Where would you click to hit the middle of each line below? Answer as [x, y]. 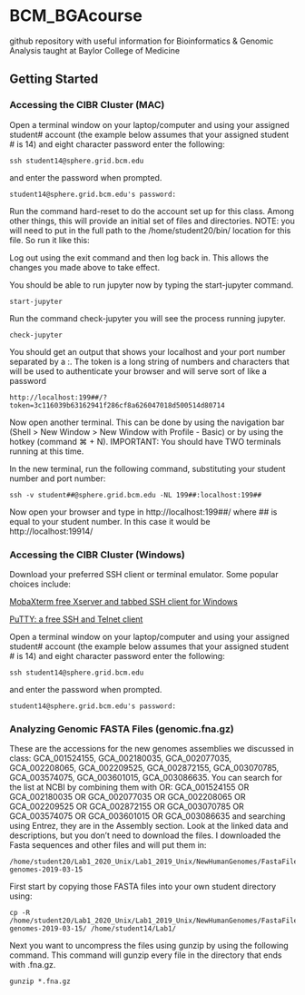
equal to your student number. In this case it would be [110, 521]
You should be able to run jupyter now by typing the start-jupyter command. [152, 285]
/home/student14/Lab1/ [133, 929]
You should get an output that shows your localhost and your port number [148, 351]
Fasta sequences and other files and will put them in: [108, 845]
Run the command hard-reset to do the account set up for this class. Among [152, 211]
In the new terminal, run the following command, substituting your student [148, 468]
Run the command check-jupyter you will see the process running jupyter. [148, 318]
